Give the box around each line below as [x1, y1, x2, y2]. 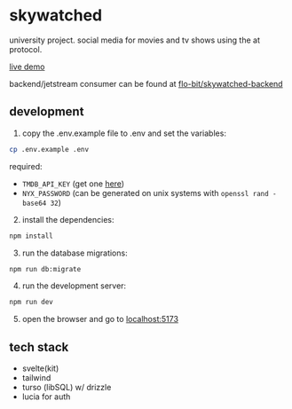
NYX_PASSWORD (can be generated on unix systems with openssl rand [21, 187, 269, 198]
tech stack [9, 339, 69, 355]
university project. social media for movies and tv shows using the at [9, 35, 260, 45]
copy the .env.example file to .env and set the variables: [21, 128, 226, 138]
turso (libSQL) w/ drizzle [21, 382, 112, 393]
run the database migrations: [21, 248, 128, 258]
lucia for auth [21, 391, 71, 402]
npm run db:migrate [9, 264, 82, 273]
